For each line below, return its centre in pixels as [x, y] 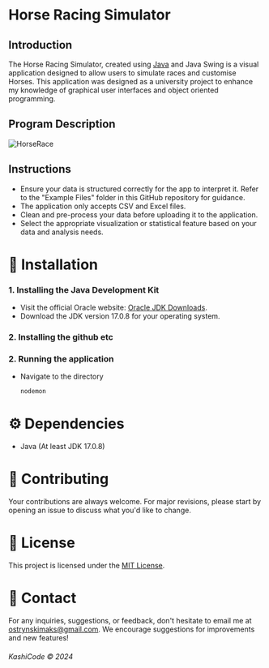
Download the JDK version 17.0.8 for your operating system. [120, 316]
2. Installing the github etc [61, 337]
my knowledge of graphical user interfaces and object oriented [113, 90]
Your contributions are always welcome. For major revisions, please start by [135, 502]
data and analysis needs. [62, 232]
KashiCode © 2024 [41, 656]
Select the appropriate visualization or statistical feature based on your [138, 223]
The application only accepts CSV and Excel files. [103, 206]
